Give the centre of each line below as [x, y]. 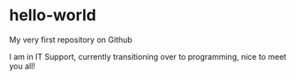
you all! [22, 66]
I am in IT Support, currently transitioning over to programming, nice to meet [148, 56]
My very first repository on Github [71, 40]
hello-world [53, 15]
